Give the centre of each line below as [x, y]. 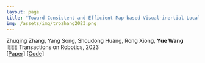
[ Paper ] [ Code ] [25, 54]
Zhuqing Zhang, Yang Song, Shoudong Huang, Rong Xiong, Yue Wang [95, 41]
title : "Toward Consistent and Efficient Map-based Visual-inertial [95, 18]
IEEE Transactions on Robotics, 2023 [53, 47]
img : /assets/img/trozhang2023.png [52, 23]
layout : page [23, 12]
